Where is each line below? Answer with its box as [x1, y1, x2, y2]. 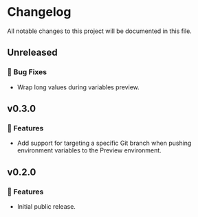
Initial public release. [16, 203, 76, 210]
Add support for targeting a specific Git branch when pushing [16, 139, 192, 148]
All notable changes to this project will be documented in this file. [7, 27, 192, 35]
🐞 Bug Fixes [7, 67, 47, 77]
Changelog [7, 4, 71, 20]
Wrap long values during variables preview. [16, 83, 140, 91]
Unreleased [7, 47, 58, 58]
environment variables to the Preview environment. [16, 146, 162, 155]
